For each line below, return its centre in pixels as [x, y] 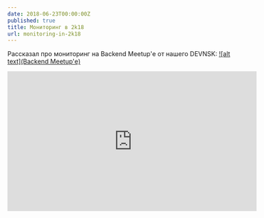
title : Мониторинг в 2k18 [46, 27]
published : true [31, 21]
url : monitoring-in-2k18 [44, 34]
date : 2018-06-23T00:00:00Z [49, 14]
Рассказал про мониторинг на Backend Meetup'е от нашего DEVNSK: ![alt [119, 54]
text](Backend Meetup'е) [44, 62]
